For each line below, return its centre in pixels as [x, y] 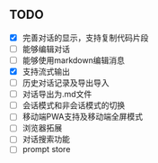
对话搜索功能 [46, 140]
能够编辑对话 [46, 49]
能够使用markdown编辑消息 [74, 60]
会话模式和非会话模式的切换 [74, 105]
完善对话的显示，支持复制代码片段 [85, 37]
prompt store [46, 149]
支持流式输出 [46, 72]
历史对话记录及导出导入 [66, 83]
